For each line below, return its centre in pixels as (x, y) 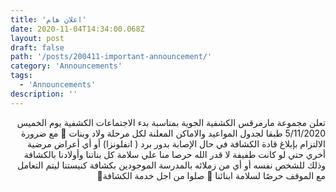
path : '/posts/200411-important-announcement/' (111, 57)
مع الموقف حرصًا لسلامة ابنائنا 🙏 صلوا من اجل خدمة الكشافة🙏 (211, 175)
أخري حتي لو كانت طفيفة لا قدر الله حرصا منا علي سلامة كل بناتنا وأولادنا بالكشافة (174, 154)
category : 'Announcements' (66, 66)
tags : (21, 76)
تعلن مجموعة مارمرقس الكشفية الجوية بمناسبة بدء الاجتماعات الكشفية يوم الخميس (171, 122)
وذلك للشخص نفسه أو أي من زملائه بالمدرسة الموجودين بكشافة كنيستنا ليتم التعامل (171, 165)
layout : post (37, 38)
